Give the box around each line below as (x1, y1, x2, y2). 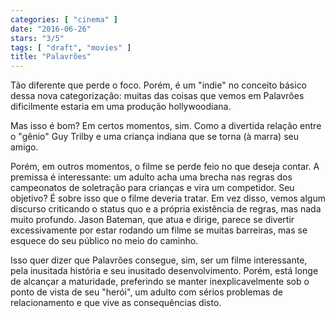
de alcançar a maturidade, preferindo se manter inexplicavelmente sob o (10, 276, 310, 288)
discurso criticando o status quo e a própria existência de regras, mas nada (10, 203, 322, 215)
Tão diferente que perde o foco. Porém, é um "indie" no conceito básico (10, 79, 308, 91)
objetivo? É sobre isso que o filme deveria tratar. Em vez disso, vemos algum (10, 192, 326, 205)
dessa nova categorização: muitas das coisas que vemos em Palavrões (10, 90, 305, 102)
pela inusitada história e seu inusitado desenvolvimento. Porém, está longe (10, 265, 319, 277)
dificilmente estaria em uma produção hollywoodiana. (10, 101, 232, 113)
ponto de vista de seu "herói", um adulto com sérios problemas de (10, 286, 283, 298)
